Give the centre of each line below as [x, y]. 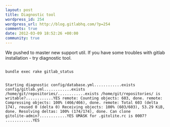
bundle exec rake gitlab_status [39, 71]
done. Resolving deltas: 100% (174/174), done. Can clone [68, 111]
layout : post [19, 10]
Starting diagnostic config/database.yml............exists [70, 85]
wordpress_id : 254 [25, 19]
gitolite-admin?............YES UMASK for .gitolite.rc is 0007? [76, 116]
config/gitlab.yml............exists [45, 89]
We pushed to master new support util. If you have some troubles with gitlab [85, 52]
